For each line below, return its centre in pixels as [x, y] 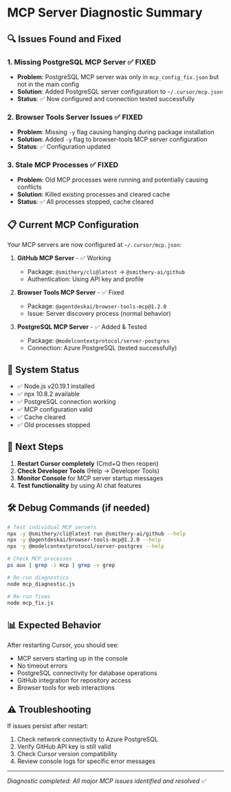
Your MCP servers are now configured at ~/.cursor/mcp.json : [95, 245]
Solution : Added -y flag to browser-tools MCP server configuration [112, 140]
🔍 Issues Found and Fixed [64, 39]
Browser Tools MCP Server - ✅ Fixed [70, 292]
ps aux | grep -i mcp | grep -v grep [61, 566]
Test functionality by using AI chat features [79, 485]
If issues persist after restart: [48, 726]
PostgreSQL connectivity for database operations [87, 673]
